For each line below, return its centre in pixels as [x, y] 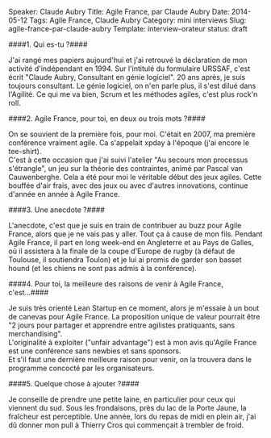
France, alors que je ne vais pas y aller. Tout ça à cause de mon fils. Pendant [135, 234]
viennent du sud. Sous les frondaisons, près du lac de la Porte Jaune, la [127, 408]
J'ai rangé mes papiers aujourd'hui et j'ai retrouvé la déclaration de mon [128, 60]
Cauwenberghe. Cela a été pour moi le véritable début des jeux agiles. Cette [135, 177]
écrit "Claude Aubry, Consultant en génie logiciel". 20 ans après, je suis [127, 77]
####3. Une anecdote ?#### [56, 210]
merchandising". [35, 334]
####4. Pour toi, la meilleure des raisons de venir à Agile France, [116, 284]
